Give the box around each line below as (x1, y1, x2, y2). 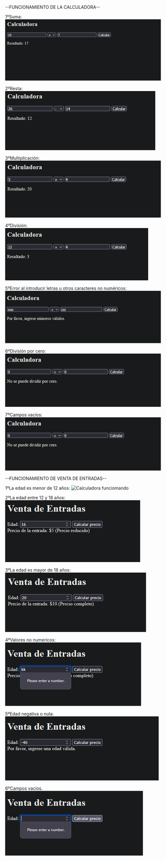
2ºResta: (5, 86, 23, 92)
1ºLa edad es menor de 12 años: (5, 485, 70, 491)
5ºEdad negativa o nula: (5, 711, 54, 717)
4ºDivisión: (5, 223, 28, 228)
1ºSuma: (5, 14, 22, 19)
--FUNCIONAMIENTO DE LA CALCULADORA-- (5, 4, 100, 10)
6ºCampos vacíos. (5, 785, 43, 791)
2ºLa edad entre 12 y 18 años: (5, 495, 66, 501)
